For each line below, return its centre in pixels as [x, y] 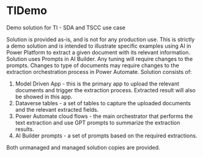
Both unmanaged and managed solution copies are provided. [83, 147]
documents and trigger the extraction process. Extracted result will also [105, 90]
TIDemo [27, 11]
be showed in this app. [44, 97]
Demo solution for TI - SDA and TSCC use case [66, 27]
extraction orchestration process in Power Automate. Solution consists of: [99, 71]
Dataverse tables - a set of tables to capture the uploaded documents [103, 103]
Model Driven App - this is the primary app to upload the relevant [97, 84]
